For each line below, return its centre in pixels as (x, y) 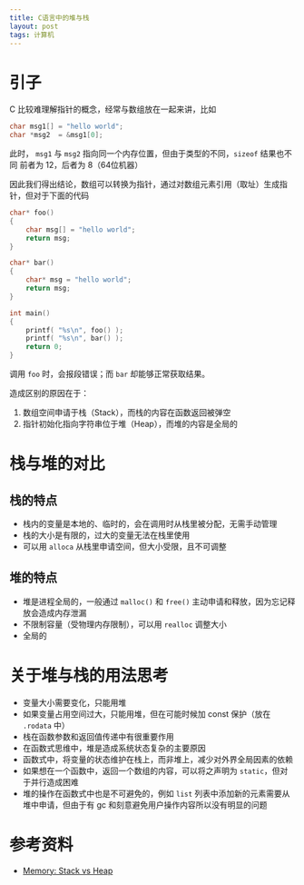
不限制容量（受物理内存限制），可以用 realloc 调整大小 (124, 624)
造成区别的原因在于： (49, 393)
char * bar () (32, 263)
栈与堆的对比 (58, 464)
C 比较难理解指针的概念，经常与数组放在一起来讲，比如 (113, 109)
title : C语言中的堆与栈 (49, 18)
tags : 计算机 (32, 35)
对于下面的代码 (61, 195)
